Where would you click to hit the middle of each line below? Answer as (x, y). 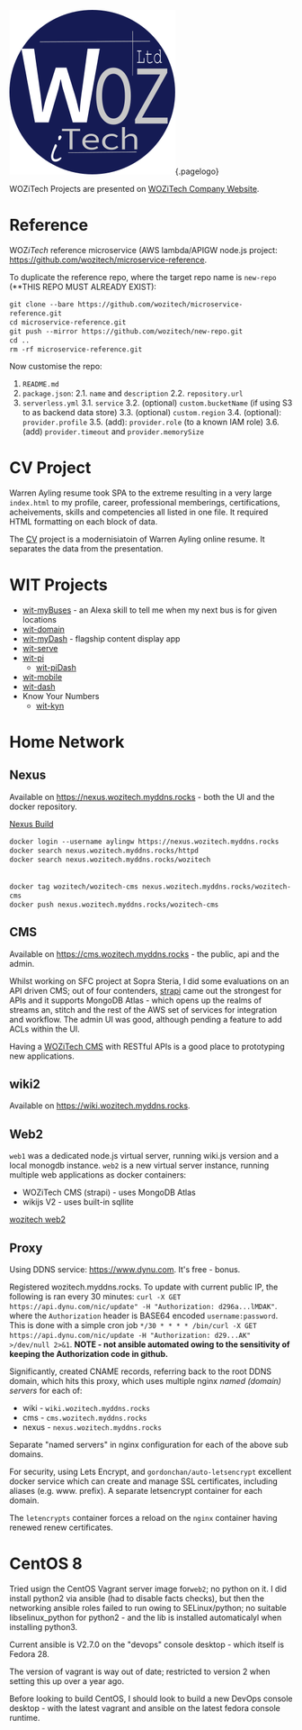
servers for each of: (46, 1391)
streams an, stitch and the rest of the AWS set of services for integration (143, 1009)
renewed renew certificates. (62, 1527)
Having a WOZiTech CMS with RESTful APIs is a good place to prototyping (147, 1046)
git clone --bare (42, 304)
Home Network (67, 742)
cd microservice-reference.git (68, 322)
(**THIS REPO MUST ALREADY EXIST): (83, 287)
